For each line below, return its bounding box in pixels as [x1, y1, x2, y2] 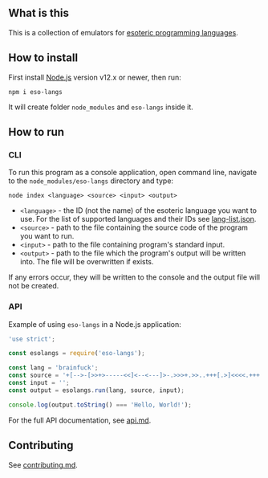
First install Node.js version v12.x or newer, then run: [8, 72, 182, 82]
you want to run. [19, 231, 75, 241]
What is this [8, 6, 70, 20]
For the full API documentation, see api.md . [8, 415, 152, 425]
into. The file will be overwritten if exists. [19, 257, 154, 267]
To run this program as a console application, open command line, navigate [8, 168, 258, 178]
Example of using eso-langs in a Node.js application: [8, 319, 182, 329]
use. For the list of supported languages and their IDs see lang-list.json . [19, 214, 257, 224]
